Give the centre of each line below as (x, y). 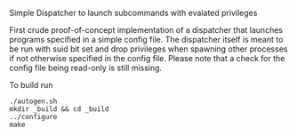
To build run (31, 85)
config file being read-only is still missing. (86, 68)
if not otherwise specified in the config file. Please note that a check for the (147, 58)
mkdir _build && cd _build (59, 109)
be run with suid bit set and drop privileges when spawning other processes (148, 49)
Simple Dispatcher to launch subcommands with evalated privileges (133, 13)
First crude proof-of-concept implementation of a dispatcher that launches (146, 30)
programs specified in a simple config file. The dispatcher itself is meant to (146, 40)
